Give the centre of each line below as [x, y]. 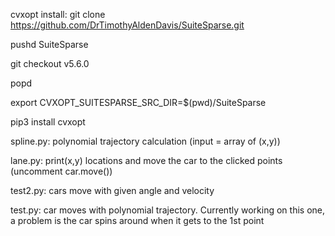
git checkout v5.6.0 [50, 63]
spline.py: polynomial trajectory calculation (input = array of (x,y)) [145, 141]
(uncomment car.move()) [61, 171]
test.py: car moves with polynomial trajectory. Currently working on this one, [167, 210]
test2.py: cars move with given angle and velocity [112, 190]
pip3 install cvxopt [48, 122]
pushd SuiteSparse [49, 44]
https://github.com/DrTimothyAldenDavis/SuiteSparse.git [127, 25]
